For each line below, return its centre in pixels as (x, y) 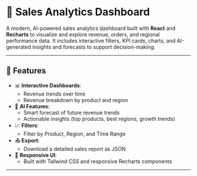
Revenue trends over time (55, 94)
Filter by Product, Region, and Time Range (74, 134)
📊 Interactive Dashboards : (48, 85)
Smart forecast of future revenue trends (72, 112)
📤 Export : (27, 140)
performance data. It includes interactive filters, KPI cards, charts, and (91, 40)
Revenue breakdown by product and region (76, 100)
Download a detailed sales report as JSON (74, 148)
